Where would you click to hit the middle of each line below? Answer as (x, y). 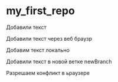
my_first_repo (40, 11)
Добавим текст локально (38, 50)
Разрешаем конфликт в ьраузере (48, 73)
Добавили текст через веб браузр (49, 38)
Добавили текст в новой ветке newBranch (59, 61)
